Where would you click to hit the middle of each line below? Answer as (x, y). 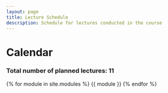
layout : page (22, 12)
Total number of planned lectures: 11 (60, 71)
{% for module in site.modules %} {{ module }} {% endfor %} (82, 83)
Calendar (29, 52)
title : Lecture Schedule (37, 17)
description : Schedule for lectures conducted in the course (84, 23)
